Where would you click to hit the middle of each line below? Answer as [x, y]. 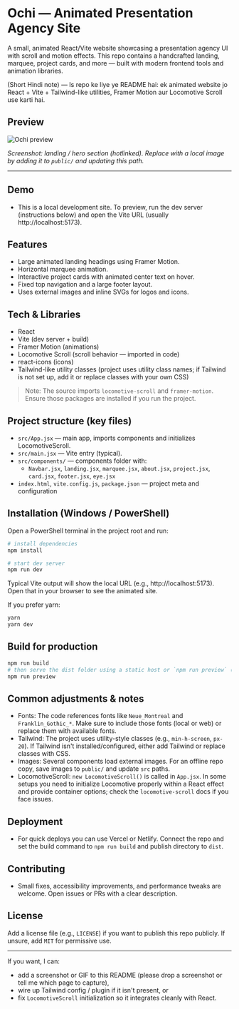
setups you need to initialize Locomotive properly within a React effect [121, 784]
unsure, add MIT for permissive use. [59, 941]
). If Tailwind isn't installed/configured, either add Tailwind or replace [125, 746]
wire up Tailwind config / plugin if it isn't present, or [93, 990]
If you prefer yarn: [34, 605]
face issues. [35, 799]
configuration [37, 491]
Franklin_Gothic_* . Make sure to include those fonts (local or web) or [119, 723]
